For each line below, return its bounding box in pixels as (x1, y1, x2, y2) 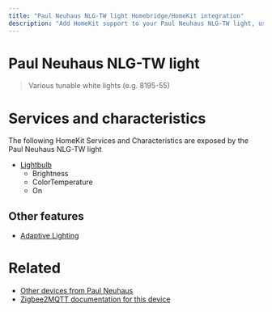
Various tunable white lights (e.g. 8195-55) (28, 81, 170, 91)
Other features (8, 209, 84, 223)
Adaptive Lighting (19, 231, 79, 241)
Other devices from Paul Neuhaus (19, 286, 134, 296)
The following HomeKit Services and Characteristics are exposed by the (8, 136, 249, 145)
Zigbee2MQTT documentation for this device (19, 294, 171, 304)
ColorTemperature (32, 177, 93, 187)
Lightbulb (19, 160, 53, 170)
